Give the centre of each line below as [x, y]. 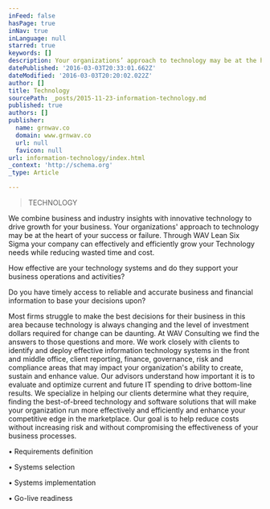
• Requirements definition [51, 452]
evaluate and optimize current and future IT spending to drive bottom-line [130, 384]
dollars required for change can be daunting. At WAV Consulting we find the [134, 333]
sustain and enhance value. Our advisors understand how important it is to [132, 376]
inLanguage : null [37, 38]
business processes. [43, 436]
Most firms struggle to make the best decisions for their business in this [127, 316]
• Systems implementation [52, 482]
